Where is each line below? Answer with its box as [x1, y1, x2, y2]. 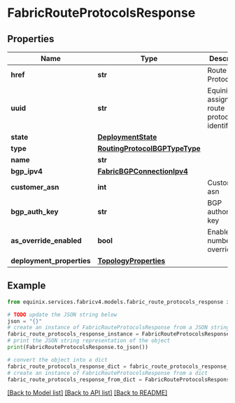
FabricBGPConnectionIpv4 [97, 166, 188, 176]
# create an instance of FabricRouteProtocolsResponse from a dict [7, 369, 208, 376]
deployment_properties [10, 256, 91, 265]
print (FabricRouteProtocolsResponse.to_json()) [7, 344, 149, 351]
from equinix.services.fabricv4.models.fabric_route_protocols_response [7, 298, 224, 305]
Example [7, 279, 46, 292]
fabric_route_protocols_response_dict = [7, 363, 127, 370]
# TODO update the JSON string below [7, 311, 117, 318]
